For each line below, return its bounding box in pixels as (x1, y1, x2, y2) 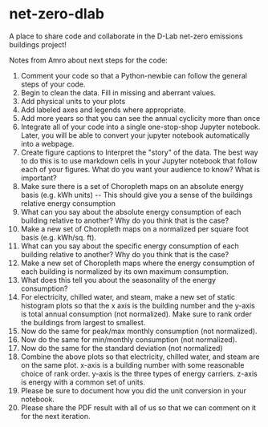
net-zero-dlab (9, 5, 105, 23)
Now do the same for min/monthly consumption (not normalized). (20, 334, 238, 344)
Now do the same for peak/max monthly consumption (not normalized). (20, 326, 258, 336)
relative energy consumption (20, 198, 116, 208)
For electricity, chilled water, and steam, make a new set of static (20, 292, 236, 301)
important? (20, 173, 57, 183)
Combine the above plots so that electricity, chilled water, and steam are (20, 352, 260, 361)
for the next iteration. (20, 411, 91, 421)
